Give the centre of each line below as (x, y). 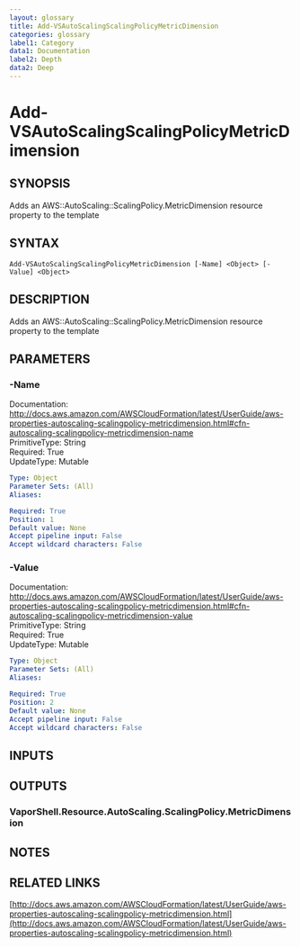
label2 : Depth (36, 59)
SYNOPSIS (40, 184)
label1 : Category (42, 43)
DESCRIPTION (49, 299)
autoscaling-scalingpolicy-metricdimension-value (101, 616)
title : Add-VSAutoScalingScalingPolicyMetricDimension (114, 26)
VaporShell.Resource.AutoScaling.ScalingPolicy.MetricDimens (150, 812)
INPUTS (31, 756)
